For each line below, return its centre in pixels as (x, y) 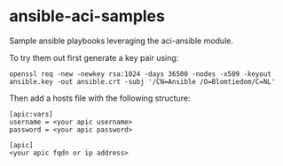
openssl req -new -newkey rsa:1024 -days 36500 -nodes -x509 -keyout (141, 74)
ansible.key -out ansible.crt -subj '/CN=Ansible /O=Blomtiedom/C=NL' (142, 81)
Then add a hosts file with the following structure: (100, 98)
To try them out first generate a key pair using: (94, 57)
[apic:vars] (31, 114)
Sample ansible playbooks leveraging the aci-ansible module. (121, 41)
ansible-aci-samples (87, 16)
